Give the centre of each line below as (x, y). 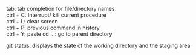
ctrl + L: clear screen (32, 21)
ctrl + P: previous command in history (53, 27)
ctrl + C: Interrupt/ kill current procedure (57, 15)
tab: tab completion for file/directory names (60, 9)
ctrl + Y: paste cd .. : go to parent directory (59, 34)
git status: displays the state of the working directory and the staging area (98, 45)
